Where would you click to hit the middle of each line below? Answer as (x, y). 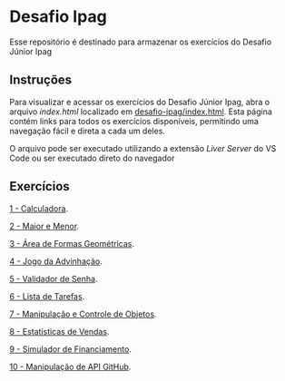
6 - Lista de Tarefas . (47, 296)
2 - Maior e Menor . (44, 226)
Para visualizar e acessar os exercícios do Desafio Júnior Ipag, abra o (140, 102)
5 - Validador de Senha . (54, 278)
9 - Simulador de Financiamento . (70, 349)
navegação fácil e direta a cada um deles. (88, 131)
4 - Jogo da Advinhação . (56, 261)
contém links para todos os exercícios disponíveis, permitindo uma (134, 121)
